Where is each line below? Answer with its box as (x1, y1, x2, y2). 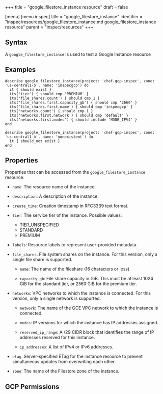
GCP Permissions (5, 382, 60, 391)
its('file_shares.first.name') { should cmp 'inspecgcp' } (9, 104, 133, 109)
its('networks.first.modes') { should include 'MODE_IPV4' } (9, 117, 137, 122)
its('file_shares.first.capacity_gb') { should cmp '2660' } (9, 100, 137, 105)
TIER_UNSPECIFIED (19, 222, 59, 228)
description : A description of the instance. (12, 193, 99, 199)
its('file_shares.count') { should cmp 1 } (9, 96, 100, 101)
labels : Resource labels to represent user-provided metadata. (12, 242, 137, 248)
